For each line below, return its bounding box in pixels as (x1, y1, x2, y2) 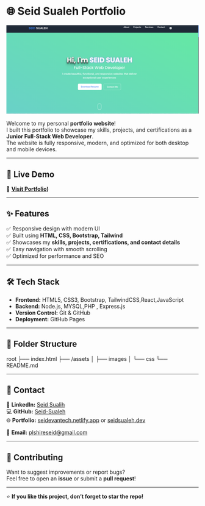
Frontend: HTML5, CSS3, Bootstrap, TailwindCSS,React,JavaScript (15, 296, 184, 303)
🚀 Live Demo (6, 169, 55, 179)
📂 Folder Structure (6, 339, 77, 349)
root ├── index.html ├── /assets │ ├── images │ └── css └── (6, 355, 168, 362)
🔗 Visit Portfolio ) (6, 185, 49, 193)
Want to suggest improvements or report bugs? (6, 468, 125, 476)
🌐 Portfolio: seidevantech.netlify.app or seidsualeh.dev (6, 416, 146, 424)
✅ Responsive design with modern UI (6, 224, 101, 232)
